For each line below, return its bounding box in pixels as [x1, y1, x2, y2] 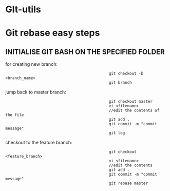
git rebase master [108, 181, 148, 186]
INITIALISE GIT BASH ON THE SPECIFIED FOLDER [5, 47, 165, 56]
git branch [108, 80, 132, 85]
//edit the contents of [108, 108, 160, 113]
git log [108, 130, 125, 136]
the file [5, 112, 24, 118]
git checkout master [108, 99, 153, 104]
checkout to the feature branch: [5, 140, 72, 146]
